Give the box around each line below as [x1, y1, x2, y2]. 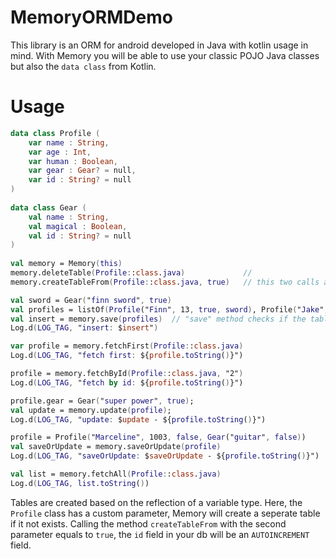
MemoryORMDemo [10, 6, 173, 29]
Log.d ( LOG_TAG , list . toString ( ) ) [10, 478, 150, 488]
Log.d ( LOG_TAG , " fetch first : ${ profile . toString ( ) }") [10, 351, 244, 361]
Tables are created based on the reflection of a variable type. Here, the [10, 496, 303, 508]
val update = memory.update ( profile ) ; [10, 405, 172, 415]
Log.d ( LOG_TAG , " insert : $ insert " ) [10, 323, 159, 333]
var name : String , [28, 137, 110, 148]
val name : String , [28, 212, 110, 222]
